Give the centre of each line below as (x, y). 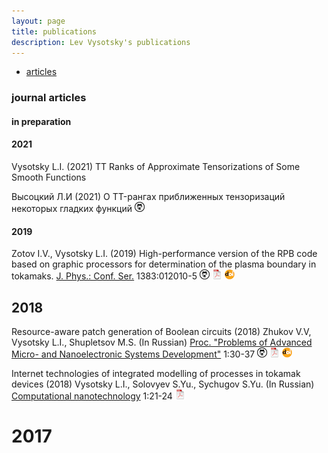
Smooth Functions (49, 177)
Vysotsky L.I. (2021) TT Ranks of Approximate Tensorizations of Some (156, 167)
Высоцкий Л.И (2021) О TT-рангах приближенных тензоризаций (148, 197)
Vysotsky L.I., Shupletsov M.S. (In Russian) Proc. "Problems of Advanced (162, 342)
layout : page (38, 21)
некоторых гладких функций (72, 209)
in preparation (41, 121)
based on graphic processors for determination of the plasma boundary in (164, 264)
